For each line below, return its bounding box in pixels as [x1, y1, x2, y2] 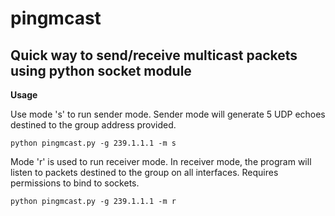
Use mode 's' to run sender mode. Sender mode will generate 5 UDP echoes [10, 108, 326, 120]
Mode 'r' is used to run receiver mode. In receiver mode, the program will [10, 156, 312, 167]
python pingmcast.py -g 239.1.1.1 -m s [10, 138, 177, 148]
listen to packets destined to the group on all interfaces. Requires [10, 167, 279, 178]
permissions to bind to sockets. [10, 177, 140, 189]
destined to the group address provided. [10, 119, 177, 131]
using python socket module [10, 62, 192, 79]
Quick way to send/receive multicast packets [10, 47, 298, 64]
